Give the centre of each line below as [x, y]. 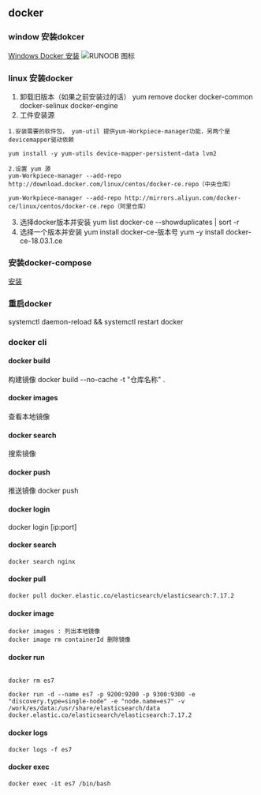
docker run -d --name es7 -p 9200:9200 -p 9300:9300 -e [102, 695]
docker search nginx [42, 561]
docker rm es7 [32, 681]
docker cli [28, 342]
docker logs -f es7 [40, 749]
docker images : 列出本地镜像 [54, 632]
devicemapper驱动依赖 [41, 140]
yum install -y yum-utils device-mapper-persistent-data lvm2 [112, 153]
